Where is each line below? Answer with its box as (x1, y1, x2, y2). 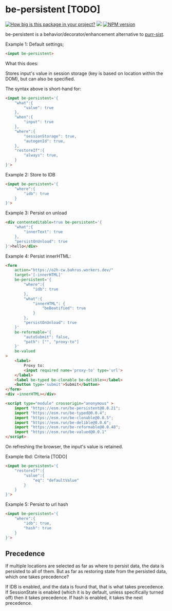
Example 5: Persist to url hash (5, 501, 68, 507)
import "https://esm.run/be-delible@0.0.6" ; (14, 420, 111, 425)
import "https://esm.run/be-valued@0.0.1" (14, 429, 107, 435)
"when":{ (14, 114, 33, 120)
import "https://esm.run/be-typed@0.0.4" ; (14, 410, 107, 416)
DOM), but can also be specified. (5, 75, 75, 82)
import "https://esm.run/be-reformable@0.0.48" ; (14, 425, 121, 430)
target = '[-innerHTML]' (14, 272, 63, 278)
